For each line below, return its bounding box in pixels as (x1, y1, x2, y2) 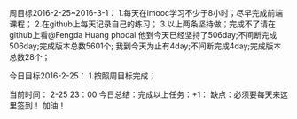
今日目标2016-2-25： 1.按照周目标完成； (9, 71, 157, 81)
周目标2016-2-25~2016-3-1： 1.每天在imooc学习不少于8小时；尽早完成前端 (9, 8, 284, 18)
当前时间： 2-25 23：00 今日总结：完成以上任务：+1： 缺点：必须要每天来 (9, 89, 281, 100)
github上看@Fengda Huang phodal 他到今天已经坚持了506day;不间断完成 (9, 30, 277, 40)
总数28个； (9, 52, 51, 62)
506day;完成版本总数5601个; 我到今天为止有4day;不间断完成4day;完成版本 (9, 41, 282, 51)
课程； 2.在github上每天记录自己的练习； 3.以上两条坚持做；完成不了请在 (9, 19, 277, 29)
